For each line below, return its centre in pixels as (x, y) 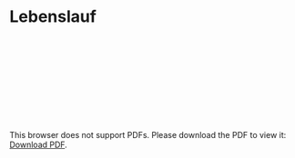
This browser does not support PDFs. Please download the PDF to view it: (148, 134)
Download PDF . (39, 144)
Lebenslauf (53, 17)
